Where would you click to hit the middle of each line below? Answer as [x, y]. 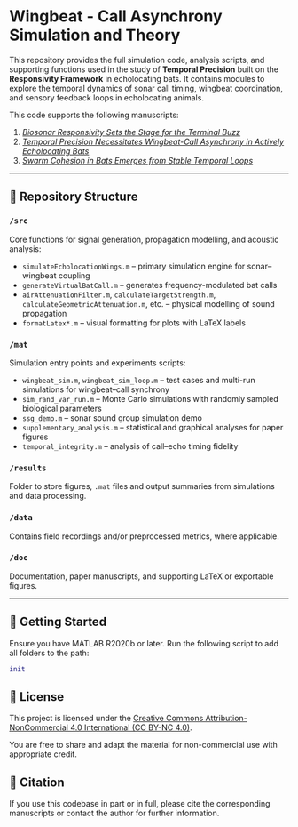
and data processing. [48, 496]
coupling [74, 275]
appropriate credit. [43, 754]
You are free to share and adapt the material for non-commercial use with [143, 745]
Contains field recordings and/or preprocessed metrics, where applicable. [144, 536]
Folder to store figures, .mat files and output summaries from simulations [142, 486]
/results [28, 468]
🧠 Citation [37, 782]
